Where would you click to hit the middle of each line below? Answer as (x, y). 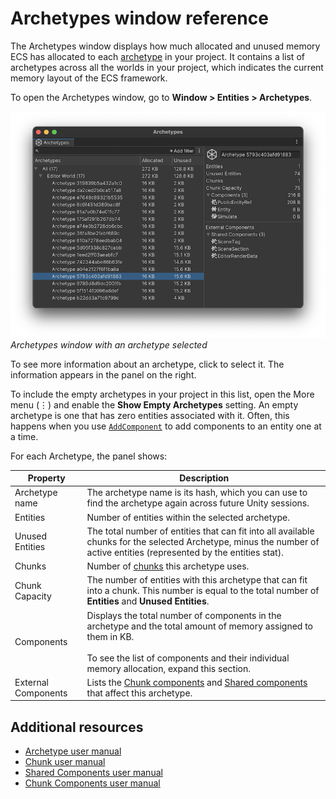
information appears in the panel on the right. (103, 374)
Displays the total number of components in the (184, 615)
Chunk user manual (65, 762)
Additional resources (77, 727)
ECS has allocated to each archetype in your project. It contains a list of (157, 56)
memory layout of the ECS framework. (89, 78)
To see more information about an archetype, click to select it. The (147, 364)
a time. (24, 436)
